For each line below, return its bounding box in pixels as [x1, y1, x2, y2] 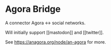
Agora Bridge [5, 3, 61, 15]
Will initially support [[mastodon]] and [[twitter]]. [5, 29, 104, 35]
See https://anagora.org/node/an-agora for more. [5, 39, 107, 45]
